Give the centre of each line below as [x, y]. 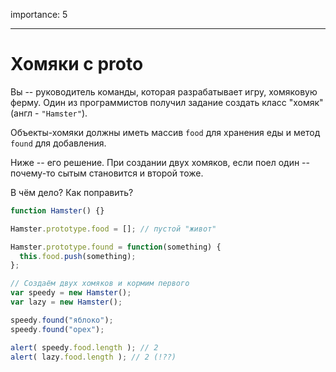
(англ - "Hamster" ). [49, 113]
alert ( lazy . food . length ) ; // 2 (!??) [93, 357]
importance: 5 [39, 14]
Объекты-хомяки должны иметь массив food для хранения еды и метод [165, 132]
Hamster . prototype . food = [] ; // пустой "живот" [113, 229]
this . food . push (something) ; [78, 256]
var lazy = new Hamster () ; [66, 302]
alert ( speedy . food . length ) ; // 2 [84, 347]
